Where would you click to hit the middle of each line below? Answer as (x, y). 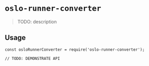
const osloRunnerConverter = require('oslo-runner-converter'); (75, 50)
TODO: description (37, 21)
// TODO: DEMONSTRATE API (32, 58)
